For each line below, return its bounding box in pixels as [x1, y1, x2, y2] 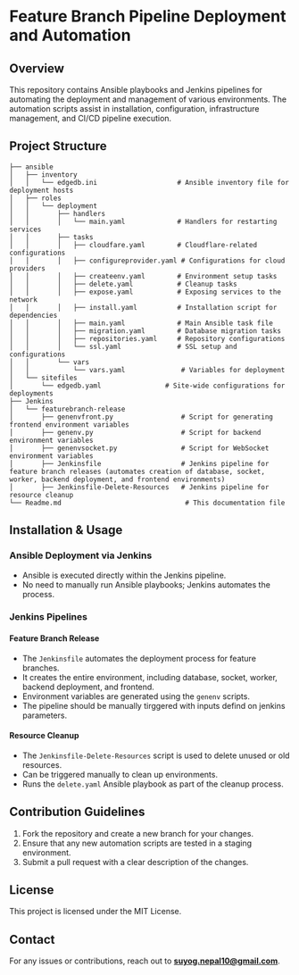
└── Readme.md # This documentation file [9, 498, 286, 507]
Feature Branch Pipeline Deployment [9, 6, 287, 27]
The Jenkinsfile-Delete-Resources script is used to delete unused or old [21, 750, 290, 761]
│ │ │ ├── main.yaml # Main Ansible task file [9, 319, 274, 328]
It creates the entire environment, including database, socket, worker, [21, 671, 278, 682]
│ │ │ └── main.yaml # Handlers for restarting [9, 217, 278, 226]
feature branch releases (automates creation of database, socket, [9, 467, 266, 476]
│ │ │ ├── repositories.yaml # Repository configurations [9, 334, 286, 343]
